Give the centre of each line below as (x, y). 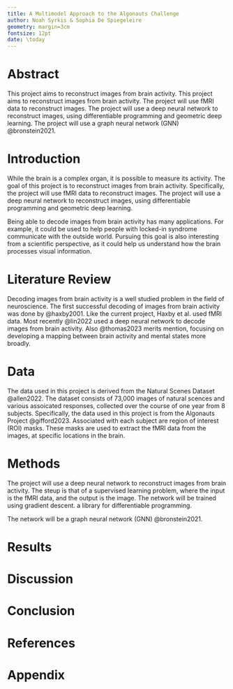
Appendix (36, 675)
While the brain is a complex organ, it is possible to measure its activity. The (116, 178)
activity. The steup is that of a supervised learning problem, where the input (116, 491)
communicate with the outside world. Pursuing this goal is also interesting (113, 236)
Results (30, 547)
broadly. (19, 343)
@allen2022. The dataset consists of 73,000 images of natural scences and (116, 398)
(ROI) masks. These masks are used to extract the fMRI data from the (107, 428)
